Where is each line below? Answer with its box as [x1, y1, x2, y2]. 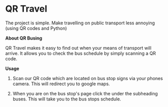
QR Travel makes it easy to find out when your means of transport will [5, 45, 152, 51]
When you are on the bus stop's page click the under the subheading [12, 90, 158, 96]
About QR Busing [5, 35, 42, 41]
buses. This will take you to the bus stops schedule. [12, 96, 121, 102]
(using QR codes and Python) [5, 25, 67, 31]
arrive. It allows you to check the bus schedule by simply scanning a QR [5, 50, 156, 56]
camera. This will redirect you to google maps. [12, 81, 110, 87]
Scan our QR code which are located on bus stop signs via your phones [12, 75, 163, 81]
